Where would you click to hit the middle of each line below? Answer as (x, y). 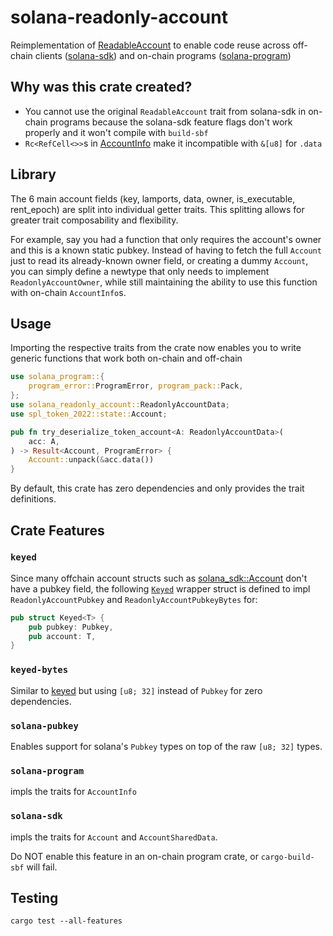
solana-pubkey (44, 725)
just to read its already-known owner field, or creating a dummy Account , (159, 260)
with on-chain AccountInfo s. (68, 292)
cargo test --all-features (66, 921)
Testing (34, 897)
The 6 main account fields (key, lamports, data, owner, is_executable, (153, 198)
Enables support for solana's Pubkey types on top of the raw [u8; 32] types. (166, 746)
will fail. (42, 867)
